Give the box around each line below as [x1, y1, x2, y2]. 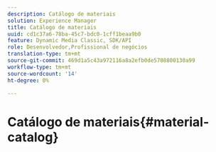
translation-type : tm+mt [7, 51, 81, 58]
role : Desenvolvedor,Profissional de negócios [7, 44, 148, 51]
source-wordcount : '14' [7, 70, 78, 77]
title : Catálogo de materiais [7, 24, 97, 31]
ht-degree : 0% [7, 76, 50, 84]
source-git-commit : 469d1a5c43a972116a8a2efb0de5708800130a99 [7, 57, 195, 64]
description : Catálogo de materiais [7, 10, 116, 18]
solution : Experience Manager [7, 17, 97, 24]
